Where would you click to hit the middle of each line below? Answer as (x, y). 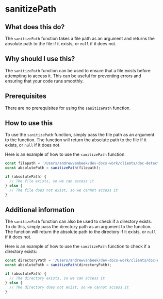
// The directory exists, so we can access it (57, 278)
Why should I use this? (40, 59)
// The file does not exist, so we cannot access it (64, 190)
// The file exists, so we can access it (52, 181)
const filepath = (23, 164)
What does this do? (35, 27)
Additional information (40, 210)
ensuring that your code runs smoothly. (44, 81)
